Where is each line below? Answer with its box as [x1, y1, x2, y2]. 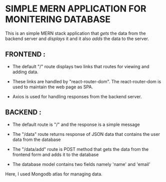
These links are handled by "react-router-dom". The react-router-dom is [12, 78, 161, 84]
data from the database [12, 136, 61, 142]
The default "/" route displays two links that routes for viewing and [12, 63, 149, 69]
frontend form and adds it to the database [12, 151, 99, 157]
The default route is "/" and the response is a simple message [12, 121, 140, 127]
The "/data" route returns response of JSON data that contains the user [12, 131, 160, 137]
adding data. [12, 69, 38, 75]
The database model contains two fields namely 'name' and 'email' [12, 161, 150, 167]
